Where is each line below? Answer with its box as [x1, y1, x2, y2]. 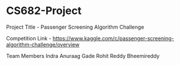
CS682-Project [6, 4, 82, 18]
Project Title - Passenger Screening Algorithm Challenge [6, 23, 144, 30]
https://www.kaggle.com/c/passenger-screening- [52, 35, 175, 42]
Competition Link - [6, 35, 52, 42]
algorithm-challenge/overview [6, 41, 80, 48]
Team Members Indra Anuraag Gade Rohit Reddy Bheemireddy [6, 52, 160, 59]
